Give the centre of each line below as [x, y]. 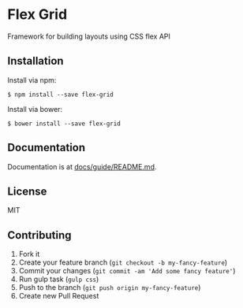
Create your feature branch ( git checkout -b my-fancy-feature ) [123, 262]
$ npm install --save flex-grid [60, 95]
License [27, 191]
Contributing [39, 235]
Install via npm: [32, 80]
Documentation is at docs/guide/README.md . [82, 166]
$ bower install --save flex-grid [64, 124]
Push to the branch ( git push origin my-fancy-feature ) [110, 288]
